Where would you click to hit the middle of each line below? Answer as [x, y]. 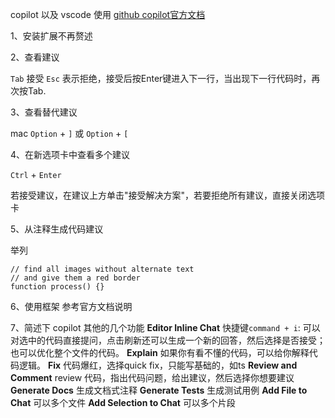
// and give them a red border [75, 278]
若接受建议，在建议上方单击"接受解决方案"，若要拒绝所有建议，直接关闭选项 [168, 195]
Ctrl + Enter [36, 174]
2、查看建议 [35, 57]
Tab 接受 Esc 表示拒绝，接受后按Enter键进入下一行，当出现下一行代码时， [161, 78]
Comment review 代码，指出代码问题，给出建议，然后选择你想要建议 [152, 377]
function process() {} [57, 287]
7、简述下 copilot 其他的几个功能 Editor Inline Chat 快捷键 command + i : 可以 [165, 327]
